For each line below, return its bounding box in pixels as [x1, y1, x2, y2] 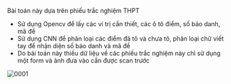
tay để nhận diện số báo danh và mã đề [17, 42, 130, 50]
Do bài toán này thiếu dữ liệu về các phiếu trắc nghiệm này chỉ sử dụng [17, 49, 221, 57]
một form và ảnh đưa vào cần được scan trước [17, 56, 151, 65]
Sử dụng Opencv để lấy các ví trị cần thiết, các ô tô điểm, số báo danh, [17, 20, 221, 28]
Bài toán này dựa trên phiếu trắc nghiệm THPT [7, 7, 140, 14]
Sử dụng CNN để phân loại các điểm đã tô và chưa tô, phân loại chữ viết [17, 34, 224, 43]
